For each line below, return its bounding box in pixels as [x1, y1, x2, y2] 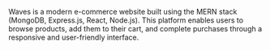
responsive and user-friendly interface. [8, 32, 139, 42]
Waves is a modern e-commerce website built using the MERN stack [8, 7, 238, 16]
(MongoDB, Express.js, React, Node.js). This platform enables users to [8, 15, 244, 25]
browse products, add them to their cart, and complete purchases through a [8, 24, 263, 33]
